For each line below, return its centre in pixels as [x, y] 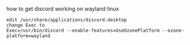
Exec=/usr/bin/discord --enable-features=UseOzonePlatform [83, 30]
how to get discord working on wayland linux [63, 9]
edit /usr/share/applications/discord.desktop [67, 20]
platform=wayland [28, 36]
